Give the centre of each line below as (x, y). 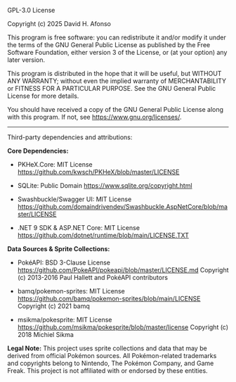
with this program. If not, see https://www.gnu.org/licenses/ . (94, 117)
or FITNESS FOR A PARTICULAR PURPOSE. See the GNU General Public (112, 88)
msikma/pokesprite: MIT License (65, 320)
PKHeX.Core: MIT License (55, 164)
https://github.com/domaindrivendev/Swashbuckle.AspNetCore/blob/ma (123, 206)
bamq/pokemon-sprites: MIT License (71, 291)
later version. (26, 60)
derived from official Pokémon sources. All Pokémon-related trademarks (112, 356)
